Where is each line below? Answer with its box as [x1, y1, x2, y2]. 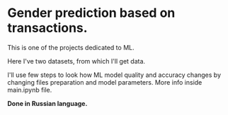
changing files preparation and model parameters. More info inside [7, 78, 203, 86]
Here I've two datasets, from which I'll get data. [7, 56, 146, 65]
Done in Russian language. [7, 99, 88, 107]
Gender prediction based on [7, 5, 176, 21]
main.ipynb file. [7, 85, 52, 94]
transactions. [7, 20, 88, 36]
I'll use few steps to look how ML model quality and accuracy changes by [7, 71, 222, 79]
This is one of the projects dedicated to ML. [7, 43, 135, 52]
